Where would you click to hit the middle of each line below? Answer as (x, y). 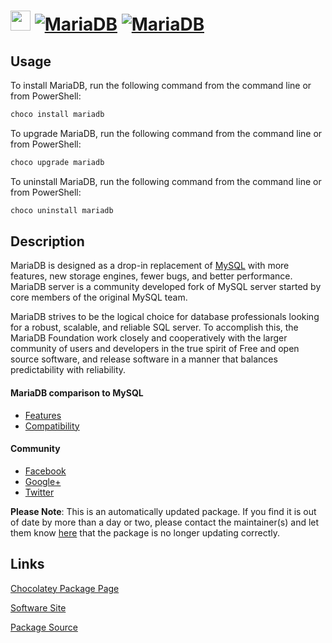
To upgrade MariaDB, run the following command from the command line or (166, 133)
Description (47, 241)
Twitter (39, 492)
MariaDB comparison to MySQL (77, 393)
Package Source (44, 627)
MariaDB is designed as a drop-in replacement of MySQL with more (150, 266)
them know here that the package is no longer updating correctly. (145, 532)
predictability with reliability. (68, 370)
